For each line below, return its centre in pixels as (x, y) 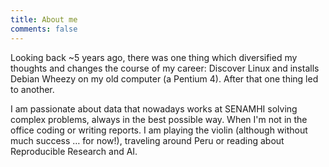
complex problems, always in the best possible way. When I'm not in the (159, 119)
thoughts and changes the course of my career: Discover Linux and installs (165, 68)
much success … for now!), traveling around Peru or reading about (147, 140)
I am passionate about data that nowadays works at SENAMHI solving (154, 108)
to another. (32, 89)
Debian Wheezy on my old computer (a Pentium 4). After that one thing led (164, 78)
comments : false (44, 29)
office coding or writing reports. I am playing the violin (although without (159, 130)
